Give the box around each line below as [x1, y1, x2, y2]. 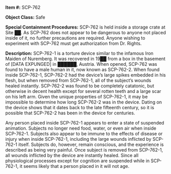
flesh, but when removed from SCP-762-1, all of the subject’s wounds [5, 78, 152, 83]
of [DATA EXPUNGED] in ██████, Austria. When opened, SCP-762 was [5, 61, 157, 67]
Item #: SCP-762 [5, 5, 41, 10]
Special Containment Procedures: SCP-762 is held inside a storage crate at [5, 24, 166, 30]
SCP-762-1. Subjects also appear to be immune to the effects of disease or [5, 131, 163, 137]
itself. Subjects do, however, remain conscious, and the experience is [18, 141, 164, 147]
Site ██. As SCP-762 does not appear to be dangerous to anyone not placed [5, 30, 166, 35]
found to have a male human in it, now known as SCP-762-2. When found [5, 66, 160, 72]
